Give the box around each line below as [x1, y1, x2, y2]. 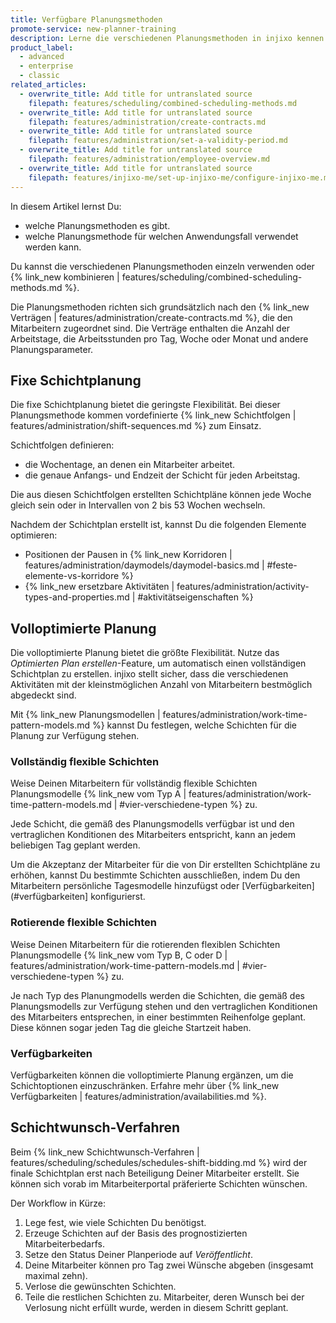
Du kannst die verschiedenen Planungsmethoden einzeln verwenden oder [10, 260, 315, 272]
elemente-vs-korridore [24, 570, 120, 582]
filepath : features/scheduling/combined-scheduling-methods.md [28, 98, 298, 108]
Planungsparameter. [10, 343, 94, 355]
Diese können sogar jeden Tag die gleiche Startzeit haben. [10, 1021, 252, 1033]
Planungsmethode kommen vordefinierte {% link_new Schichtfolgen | [10, 409, 297, 421]
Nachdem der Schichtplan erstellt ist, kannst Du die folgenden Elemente [10, 519, 307, 531]
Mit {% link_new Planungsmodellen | [10, 709, 161, 721]
